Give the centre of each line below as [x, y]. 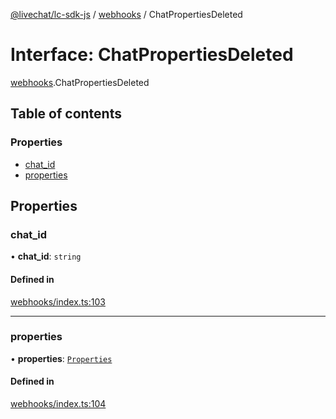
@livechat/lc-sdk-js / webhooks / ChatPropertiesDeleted [126, 14]
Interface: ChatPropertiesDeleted [152, 55]
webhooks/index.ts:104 [58, 404]
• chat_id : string [46, 256]
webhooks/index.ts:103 [58, 301]
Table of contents [66, 114]
